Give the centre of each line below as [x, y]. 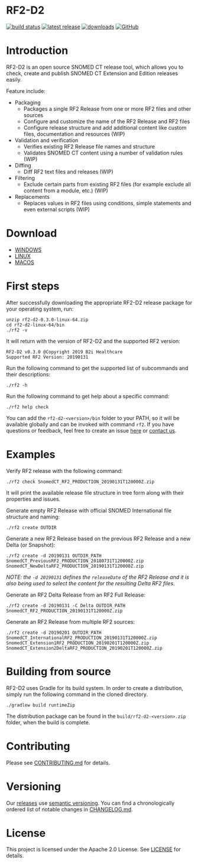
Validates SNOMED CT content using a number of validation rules [103, 153]
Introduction [37, 51]
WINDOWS [28, 250]
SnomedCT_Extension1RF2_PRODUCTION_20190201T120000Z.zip [78, 643]
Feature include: [26, 91]
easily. [14, 79]
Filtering [25, 178]
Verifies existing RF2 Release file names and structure [89, 146]
